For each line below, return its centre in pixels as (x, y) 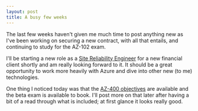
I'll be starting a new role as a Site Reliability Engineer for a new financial (94, 58)
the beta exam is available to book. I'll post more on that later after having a (98, 95)
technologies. (23, 77)
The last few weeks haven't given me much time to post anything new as (95, 34)
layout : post (22, 12)
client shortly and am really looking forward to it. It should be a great (89, 64)
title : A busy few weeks (37, 17)
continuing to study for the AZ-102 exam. (56, 47)
